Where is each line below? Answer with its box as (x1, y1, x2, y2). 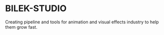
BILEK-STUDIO (5, 3, 67, 14)
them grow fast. (5, 24, 38, 30)
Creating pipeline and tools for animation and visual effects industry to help (5, 19, 159, 25)
